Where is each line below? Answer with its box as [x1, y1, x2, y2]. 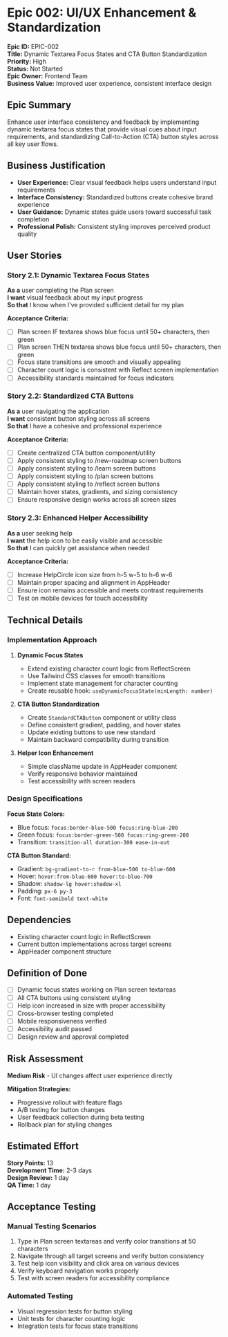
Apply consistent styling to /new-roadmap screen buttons [17, 456, 182, 464]
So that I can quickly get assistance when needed [7, 543, 150, 552]
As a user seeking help [7, 529, 73, 537]
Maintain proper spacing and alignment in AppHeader [17, 578, 171, 586]
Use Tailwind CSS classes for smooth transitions [27, 671, 166, 680]
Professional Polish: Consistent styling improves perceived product [17, 222, 211, 230]
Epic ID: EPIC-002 [7, 42, 59, 51]
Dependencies [7, 914, 71, 926]
